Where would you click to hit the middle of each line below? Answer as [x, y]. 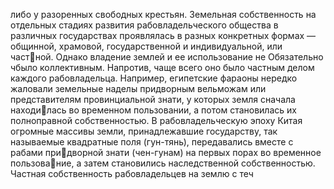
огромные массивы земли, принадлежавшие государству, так [144, 131]
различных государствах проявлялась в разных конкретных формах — [163, 35]
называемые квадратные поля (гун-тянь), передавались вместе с [152, 142]
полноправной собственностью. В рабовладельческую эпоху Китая [156, 120]
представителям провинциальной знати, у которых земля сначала [153, 99]
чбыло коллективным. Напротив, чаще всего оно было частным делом [162, 67]
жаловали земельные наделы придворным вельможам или [138, 88]
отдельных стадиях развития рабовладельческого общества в [144, 25]
